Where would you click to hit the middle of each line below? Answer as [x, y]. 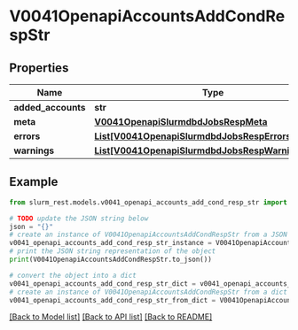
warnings [34, 150]
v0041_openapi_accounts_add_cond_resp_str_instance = [111, 243]
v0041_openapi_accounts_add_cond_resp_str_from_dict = [113, 300]
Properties [39, 68]
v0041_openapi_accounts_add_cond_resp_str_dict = [103, 284]
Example [34, 182]
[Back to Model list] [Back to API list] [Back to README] [111, 317]
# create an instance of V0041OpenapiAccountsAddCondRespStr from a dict [149, 292]
